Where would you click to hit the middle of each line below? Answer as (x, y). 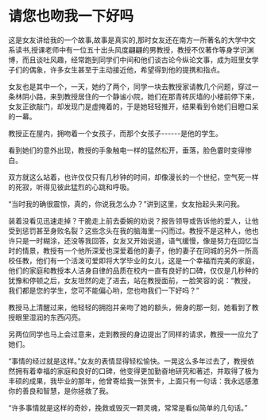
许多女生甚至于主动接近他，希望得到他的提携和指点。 (137, 69)
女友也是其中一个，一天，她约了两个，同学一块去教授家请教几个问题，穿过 (130, 86)
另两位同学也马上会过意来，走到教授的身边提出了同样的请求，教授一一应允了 (133, 334)
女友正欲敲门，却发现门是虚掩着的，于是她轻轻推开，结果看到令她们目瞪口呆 (133, 106)
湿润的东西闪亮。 (57, 317)
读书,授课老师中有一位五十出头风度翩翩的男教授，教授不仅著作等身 (124, 49)
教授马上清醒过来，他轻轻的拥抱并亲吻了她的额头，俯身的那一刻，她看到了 (130, 307)
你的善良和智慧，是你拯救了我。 (60, 391)
